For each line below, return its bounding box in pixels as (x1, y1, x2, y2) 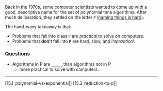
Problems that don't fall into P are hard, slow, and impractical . (12, 38, 135, 44)
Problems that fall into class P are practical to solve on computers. (12, 33, 145, 39)
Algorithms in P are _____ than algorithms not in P (12, 61, 111, 67)
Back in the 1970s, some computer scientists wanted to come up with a (5, 4, 147, 10)
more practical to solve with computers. (19, 66, 99, 72)
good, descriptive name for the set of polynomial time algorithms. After (5, 9, 147, 15)
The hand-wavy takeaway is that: (5, 24, 72, 30)
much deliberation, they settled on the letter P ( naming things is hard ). (5, 15, 145, 20)
